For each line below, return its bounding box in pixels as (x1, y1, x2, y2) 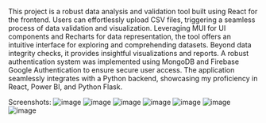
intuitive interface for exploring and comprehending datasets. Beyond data (8, 40, 252, 50)
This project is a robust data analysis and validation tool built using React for (8, 7, 258, 16)
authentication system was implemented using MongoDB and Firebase (8, 57, 240, 66)
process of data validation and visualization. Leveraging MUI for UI (8, 24, 226, 32)
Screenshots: (8, 98, 52, 106)
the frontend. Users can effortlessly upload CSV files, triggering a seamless (8, 15, 256, 24)
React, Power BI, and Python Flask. (8, 82, 123, 91)
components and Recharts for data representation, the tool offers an (8, 32, 232, 41)
